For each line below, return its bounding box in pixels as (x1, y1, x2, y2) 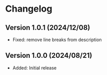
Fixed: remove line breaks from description (12, 36, 102, 43)
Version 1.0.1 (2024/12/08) (5, 23, 90, 32)
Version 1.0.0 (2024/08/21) (5, 51, 92, 60)
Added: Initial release (12, 64, 57, 71)
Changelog (5, 3, 52, 15)
